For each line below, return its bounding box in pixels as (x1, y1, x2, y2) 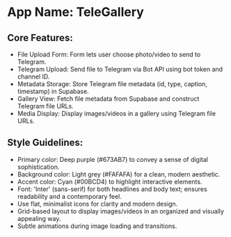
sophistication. (17, 163, 60, 171)
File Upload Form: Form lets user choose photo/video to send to (17, 50, 201, 58)
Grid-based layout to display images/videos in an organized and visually (17, 206, 225, 215)
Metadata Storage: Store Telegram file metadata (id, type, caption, (17, 80, 207, 88)
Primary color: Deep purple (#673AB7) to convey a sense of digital (17, 155, 209, 163)
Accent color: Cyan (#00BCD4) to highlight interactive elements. (17, 177, 202, 186)
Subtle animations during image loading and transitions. (17, 222, 177, 230)
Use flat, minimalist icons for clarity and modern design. (17, 199, 178, 208)
